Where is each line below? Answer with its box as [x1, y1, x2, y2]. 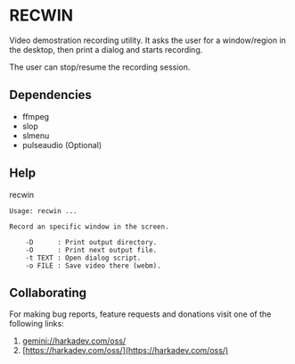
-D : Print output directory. [25, 237, 158, 246]
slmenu [21, 130, 50, 141]
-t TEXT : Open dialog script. [25, 253, 142, 262]
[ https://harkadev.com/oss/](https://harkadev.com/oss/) [21, 345, 229, 356]
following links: [9, 318, 64, 329]
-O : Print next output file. [25, 245, 158, 254]
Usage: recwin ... [9, 206, 78, 215]
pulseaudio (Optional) [21, 139, 102, 150]
